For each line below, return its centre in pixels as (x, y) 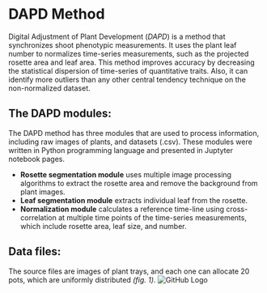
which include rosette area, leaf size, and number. (104, 226)
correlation (38, 217)
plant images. (43, 192)
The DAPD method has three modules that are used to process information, (134, 133)
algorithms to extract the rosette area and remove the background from (139, 183)
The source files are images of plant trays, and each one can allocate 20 (129, 271)
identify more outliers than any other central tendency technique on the (127, 79)
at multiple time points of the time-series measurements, (152, 217)
